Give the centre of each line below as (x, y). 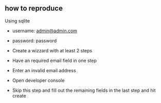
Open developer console (38, 80)
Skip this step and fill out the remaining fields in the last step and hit (84, 90)
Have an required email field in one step (55, 60)
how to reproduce (34, 8)
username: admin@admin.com (45, 31)
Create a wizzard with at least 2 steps (52, 50)
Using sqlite (17, 20)
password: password (34, 40)
